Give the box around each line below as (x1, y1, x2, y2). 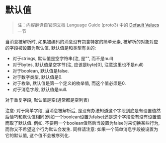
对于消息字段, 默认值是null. (12, 86, 68, 92)
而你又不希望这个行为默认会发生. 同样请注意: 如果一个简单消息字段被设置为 (5, 126, 158, 132)
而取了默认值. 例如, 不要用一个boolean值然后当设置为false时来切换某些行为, (5, 120, 160, 126)
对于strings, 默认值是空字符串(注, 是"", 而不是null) (12, 55, 114, 61)
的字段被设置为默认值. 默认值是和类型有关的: (5, 45, 96, 51)
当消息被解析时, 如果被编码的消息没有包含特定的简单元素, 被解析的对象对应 (5, 38, 158, 45)
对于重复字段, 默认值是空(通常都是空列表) (5, 97, 89, 103)
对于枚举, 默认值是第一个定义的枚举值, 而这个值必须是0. (12, 80, 126, 86)
